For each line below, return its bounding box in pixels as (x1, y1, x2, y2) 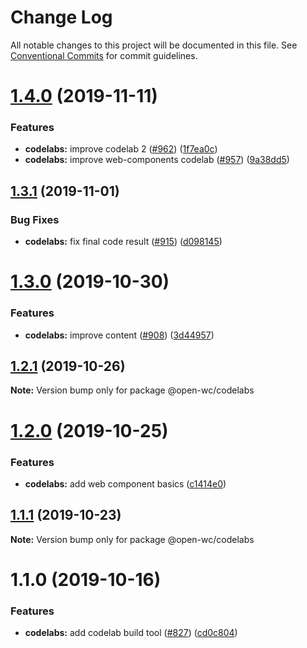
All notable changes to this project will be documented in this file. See (10, 39, 298, 51)
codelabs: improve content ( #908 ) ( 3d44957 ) (24, 329, 215, 341)
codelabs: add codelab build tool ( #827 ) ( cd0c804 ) (24, 627, 238, 639)
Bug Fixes (10, 212, 60, 226)
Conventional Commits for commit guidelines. (10, 49, 198, 61)
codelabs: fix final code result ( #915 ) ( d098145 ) (24, 236, 223, 248)
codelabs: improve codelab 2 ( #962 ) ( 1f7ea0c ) (24, 143, 218, 155)
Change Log (10, 6, 113, 29)
